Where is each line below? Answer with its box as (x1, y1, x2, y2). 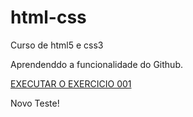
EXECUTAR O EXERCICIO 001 (10, 77, 132, 90)
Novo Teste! (10, 97, 60, 109)
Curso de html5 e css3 (10, 39, 104, 51)
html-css (10, 6, 87, 29)
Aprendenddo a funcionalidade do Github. (10, 58, 184, 70)
